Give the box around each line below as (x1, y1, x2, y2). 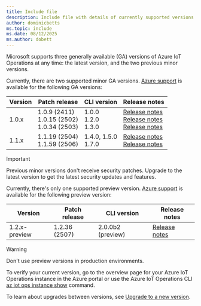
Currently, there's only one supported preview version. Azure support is (6, 185, 184, 192)
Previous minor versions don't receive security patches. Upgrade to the (6, 167, 182, 174)
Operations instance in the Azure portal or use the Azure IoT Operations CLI (6, 276, 193, 282)
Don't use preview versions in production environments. (6, 258, 144, 264)
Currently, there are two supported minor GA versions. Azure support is (6, 77, 182, 84)
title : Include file (6, 8, 58, 15)
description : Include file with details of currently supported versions (6, 14, 194, 20)
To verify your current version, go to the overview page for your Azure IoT (6, 269, 188, 276)
